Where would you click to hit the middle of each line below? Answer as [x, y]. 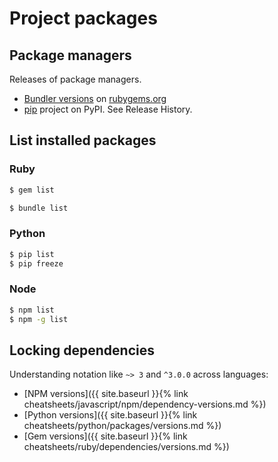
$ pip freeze [36, 263]
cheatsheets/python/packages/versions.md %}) [122, 426]
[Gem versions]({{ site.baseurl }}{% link [105, 436]
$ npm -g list [39, 319]
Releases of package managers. [75, 79]
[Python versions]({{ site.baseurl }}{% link [110, 415]
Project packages [83, 18]
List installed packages [83, 140]
